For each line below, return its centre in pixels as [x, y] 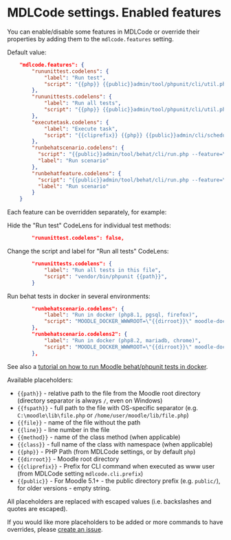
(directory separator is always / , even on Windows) [90, 401]
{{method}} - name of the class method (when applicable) [99, 437]
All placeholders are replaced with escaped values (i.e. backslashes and [109, 501]
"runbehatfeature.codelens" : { [77, 173]
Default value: [27, 52]
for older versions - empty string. [64, 488]
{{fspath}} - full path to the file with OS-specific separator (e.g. [107, 407]
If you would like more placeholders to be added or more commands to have [115, 522]
